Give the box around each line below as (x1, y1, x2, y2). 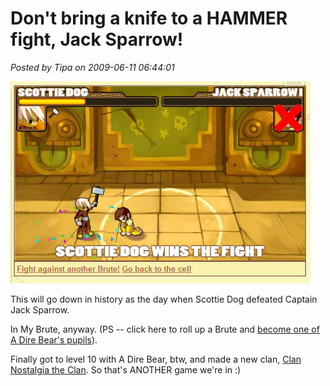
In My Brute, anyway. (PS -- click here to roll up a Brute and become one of (10, 323, 320, 335)
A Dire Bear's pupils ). (10, 333, 98, 346)
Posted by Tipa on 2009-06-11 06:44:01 (10, 61, 175, 73)
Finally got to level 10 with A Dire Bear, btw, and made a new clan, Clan (10, 353, 302, 365)
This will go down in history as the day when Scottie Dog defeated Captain (10, 293, 318, 305)
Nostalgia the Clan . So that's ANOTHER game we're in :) (10, 363, 242, 376)
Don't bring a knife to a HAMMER (10, 7, 288, 30)
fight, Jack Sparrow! (10, 28, 184, 51)
